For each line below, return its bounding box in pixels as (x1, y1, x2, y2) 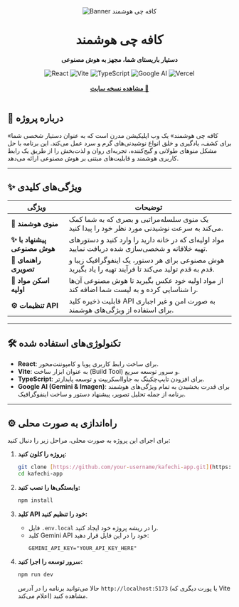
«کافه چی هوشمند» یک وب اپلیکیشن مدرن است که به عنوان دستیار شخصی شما (7, 131, 218, 139)
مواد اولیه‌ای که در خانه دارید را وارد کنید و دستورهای (68, 235, 225, 245)
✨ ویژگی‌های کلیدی (7, 181, 82, 193)
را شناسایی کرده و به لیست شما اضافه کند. (68, 284, 198, 294)
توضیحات (134, 202, 162, 212)
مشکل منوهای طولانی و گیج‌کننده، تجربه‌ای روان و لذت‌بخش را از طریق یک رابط (7, 146, 217, 155)
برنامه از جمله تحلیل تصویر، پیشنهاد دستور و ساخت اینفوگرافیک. (17, 390, 186, 399)
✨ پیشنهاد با (11, 235, 46, 245)
